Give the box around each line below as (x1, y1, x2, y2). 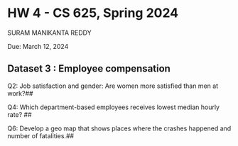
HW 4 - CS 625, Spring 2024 (7, 5, 179, 21)
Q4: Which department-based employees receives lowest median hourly (7, 103, 220, 111)
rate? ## (7, 110, 32, 118)
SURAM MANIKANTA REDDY (7, 28, 92, 37)
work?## (7, 89, 33, 97)
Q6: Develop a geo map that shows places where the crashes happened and (7, 124, 232, 133)
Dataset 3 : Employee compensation (7, 62, 171, 75)
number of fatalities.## (7, 131, 75, 140)
